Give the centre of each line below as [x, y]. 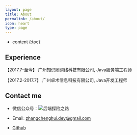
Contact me [23, 96]
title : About [18, 14]
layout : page [18, 10]
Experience [23, 57]
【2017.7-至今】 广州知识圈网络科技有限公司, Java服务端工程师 [68, 70]
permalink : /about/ [25, 19]
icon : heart [17, 23]
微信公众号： [25, 108]
